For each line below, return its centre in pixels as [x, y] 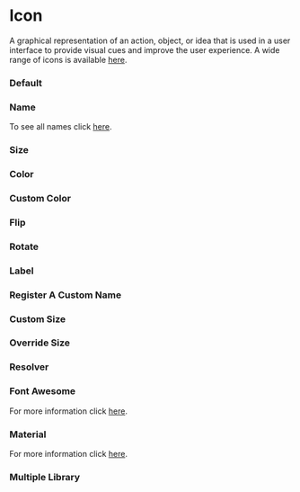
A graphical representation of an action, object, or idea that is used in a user [150, 40]
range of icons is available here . [68, 59]
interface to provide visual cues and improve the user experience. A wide [145, 49]
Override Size [40, 343]
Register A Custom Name [66, 295]
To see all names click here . [61, 127]
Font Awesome [43, 391]
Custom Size [38, 318]
